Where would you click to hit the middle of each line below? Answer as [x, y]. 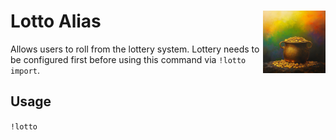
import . [25, 70]
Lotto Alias [56, 21]
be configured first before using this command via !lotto [128, 59]
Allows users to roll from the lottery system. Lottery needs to [135, 49]
